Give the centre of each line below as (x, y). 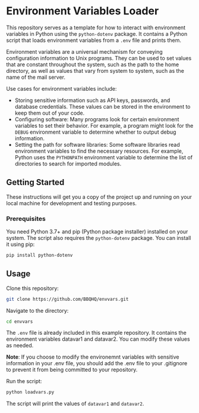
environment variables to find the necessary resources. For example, (99, 151)
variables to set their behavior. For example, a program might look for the (104, 125)
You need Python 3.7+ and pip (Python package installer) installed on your (97, 232)
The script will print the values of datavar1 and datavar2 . (75, 403)
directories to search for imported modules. (68, 164)
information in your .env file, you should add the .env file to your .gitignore (97, 363)
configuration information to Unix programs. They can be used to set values (99, 58)
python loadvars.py (30, 392)
